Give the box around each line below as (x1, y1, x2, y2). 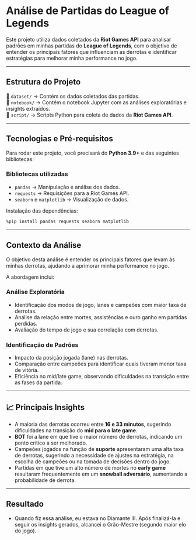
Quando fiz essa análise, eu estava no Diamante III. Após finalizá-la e (14, 514, 181, 522)
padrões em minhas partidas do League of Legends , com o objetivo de (6, 42, 177, 49)
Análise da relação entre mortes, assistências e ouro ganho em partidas (14, 313, 187, 320)
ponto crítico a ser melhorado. (14, 439, 87, 446)
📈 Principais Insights (6, 402, 85, 412)
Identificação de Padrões (6, 341, 79, 349)
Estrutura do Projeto (6, 77, 81, 87)
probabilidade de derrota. (14, 476, 76, 484)
